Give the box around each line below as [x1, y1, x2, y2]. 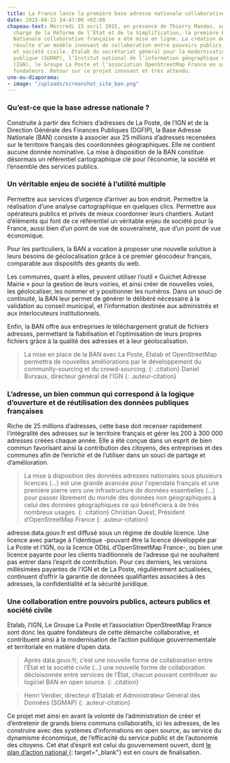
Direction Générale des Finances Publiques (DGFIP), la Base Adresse [7, 126, 202, 134]
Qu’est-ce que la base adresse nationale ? [7, 103, 150, 113]
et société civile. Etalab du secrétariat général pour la [13, 49, 186, 56]
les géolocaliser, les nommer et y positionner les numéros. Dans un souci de [7, 287, 222, 295]
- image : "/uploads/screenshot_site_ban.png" [7, 80, 139, 87]
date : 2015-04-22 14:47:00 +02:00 [7, 16, 106, 23]
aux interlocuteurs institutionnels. [7, 309, 101, 317]
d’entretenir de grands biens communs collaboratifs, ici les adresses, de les [7, 719, 220, 727]
